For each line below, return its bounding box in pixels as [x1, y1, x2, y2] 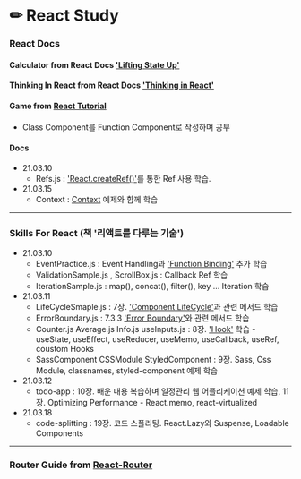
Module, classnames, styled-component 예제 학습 [35, 365, 219, 376]
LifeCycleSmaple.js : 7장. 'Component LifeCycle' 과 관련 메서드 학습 [35, 302, 279, 312]
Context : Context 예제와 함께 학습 [35, 193, 159, 204]
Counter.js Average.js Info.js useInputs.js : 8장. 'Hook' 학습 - [35, 324, 256, 334]
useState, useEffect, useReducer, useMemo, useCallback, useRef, [35, 334, 279, 345]
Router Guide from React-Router [9, 458, 153, 471]
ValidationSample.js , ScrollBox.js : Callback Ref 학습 [35, 269, 228, 280]
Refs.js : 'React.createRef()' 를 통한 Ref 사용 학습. [35, 173, 211, 184]
